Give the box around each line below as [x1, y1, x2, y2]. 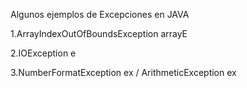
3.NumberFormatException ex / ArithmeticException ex [10, 67, 237, 78]
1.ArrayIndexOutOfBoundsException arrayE [10, 28, 188, 39]
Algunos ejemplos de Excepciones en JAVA [10, 9, 190, 20]
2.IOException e [10, 47, 77, 59]
